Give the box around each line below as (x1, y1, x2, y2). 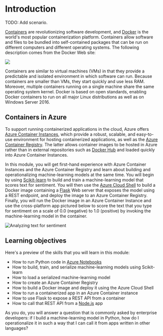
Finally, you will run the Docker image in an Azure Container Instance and (5, 197, 151, 203)
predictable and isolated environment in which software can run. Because (5, 73, 152, 79)
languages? (5, 325, 28, 331)
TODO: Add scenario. (5, 19, 48, 25)
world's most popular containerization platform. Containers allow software (5, 34, 154, 40)
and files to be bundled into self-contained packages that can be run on (5, 39, 149, 45)
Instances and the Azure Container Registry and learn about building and (5, 166, 151, 172)
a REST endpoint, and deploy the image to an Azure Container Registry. (5, 192, 148, 198)
